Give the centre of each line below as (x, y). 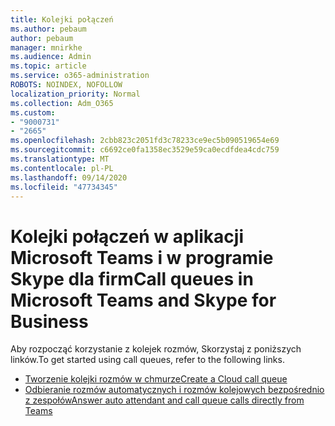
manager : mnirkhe (46, 47)
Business (49, 321)
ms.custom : (33, 112)
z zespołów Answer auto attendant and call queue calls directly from (164, 400)
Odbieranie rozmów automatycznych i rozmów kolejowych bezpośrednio (174, 390)
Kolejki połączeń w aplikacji (127, 236)
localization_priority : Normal (75, 94)
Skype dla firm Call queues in (132, 278)
